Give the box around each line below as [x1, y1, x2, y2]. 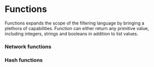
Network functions [4, 43, 51, 50]
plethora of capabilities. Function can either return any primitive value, [4, 25, 149, 31]
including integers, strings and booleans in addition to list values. [4, 30, 138, 36]
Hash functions [4, 56, 43, 63]
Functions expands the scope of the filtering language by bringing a [4, 20, 144, 26]
